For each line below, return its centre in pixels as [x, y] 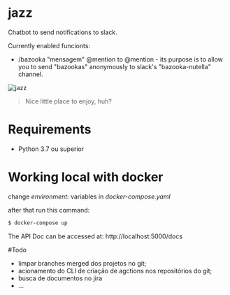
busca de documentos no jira [60, 278]
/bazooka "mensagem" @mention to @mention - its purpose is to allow [120, 59]
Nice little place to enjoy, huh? [69, 101]
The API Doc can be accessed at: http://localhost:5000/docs [95, 236]
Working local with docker [86, 177]
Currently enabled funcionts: [49, 45]
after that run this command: [49, 210]
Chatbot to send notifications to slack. [63, 32]
